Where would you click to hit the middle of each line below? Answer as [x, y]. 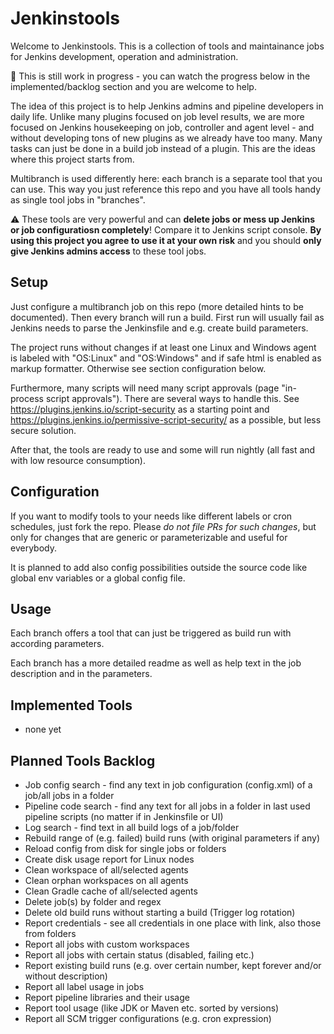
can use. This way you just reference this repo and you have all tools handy [166, 189]
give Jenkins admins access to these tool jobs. [108, 251]
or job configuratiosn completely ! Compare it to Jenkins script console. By [166, 229]
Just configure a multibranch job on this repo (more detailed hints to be [157, 306]
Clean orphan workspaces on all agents [106, 880]
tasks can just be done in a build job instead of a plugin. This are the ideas [163, 148]
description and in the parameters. [81, 674]
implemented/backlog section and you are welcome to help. [133, 86]
